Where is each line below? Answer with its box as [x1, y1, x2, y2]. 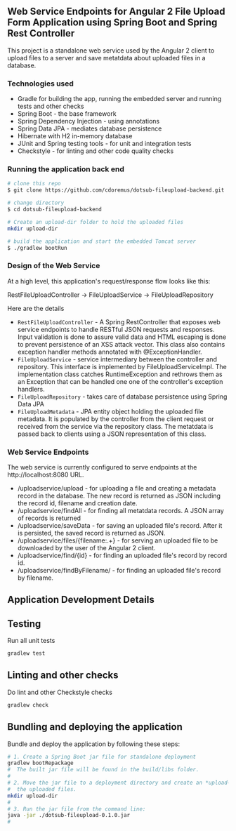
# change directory [7, 199, 65, 206]
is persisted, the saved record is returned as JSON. [17, 529, 166, 537]
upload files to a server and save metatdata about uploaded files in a [7, 53, 206, 62]
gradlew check [7, 701, 49, 708]
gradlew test [7, 650, 46, 657]
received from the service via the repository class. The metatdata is [17, 422, 214, 430]
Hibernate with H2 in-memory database [17, 132, 133, 140]
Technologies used [7, 79, 74, 88]
